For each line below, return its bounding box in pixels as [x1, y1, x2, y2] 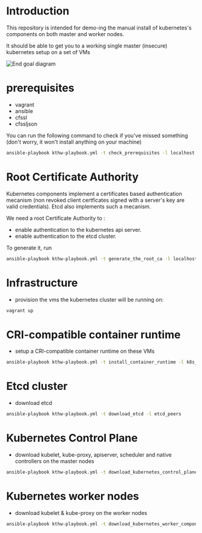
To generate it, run [6, 244, 52, 251]
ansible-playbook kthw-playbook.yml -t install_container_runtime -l [6, 359, 185, 365]
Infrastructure [6, 276, 78, 290]
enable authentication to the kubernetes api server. [14, 226, 142, 233]
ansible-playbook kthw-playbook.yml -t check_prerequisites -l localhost [6, 150, 195, 156]
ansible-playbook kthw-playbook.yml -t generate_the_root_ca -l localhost [6, 255, 198, 262]
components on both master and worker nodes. [6, 30, 124, 37]
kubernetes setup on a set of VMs [6, 48, 91, 55]
